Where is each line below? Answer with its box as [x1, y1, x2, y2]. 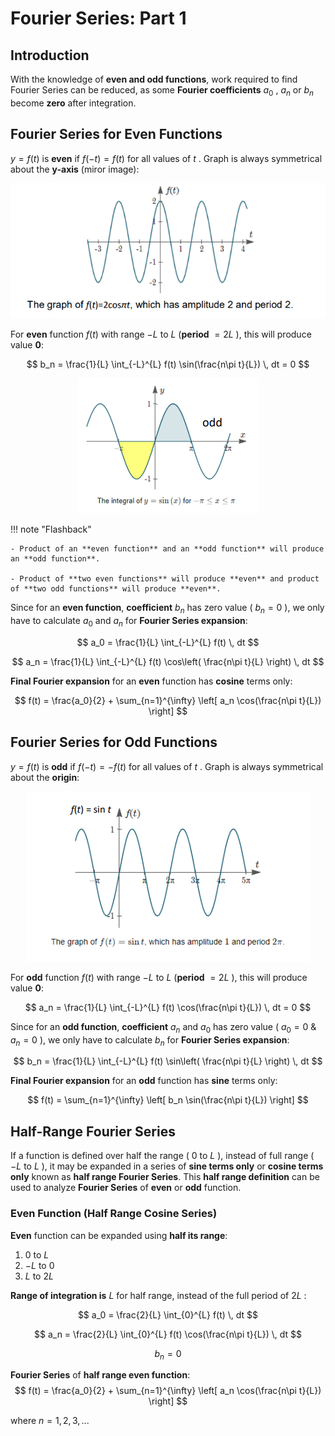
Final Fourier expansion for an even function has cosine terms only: [10, 675, 293, 687]
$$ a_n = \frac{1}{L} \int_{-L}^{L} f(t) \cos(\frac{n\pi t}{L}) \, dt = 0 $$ [24, 1001, 312, 1013]
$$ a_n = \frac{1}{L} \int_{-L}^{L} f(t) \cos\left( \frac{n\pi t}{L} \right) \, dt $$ [11, 656, 325, 668]
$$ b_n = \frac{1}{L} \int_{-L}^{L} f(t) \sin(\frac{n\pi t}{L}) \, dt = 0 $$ [26, 358, 310, 371]
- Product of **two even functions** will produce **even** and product [10, 574, 320, 584]
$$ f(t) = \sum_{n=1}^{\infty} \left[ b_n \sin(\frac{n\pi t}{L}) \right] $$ [27, 1094, 309, 1106]
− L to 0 [24, 1259, 55, 1271]
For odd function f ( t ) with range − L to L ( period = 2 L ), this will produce [10, 971, 308, 983]
